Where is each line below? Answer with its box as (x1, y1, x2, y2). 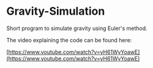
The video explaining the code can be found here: (6, 36, 132, 43)
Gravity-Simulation (6, 4, 105, 18)
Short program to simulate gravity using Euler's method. (6, 25, 148, 32)
